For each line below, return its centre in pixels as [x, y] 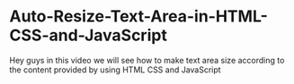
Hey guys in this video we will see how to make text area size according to [147, 60]
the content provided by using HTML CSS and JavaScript [116, 70]
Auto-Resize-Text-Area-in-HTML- [138, 17]
